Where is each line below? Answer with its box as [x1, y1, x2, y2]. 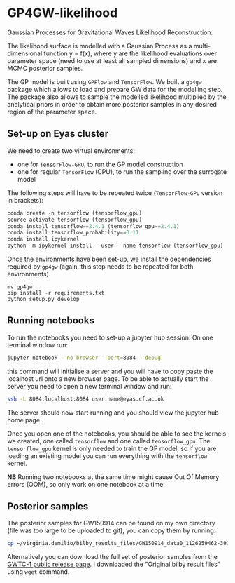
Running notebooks [7, 314, 94, 327]
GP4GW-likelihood [7, 5, 118, 21]
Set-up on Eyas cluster [7, 128, 109, 140]
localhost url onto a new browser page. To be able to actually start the [7, 374, 209, 383]
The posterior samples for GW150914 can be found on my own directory [7, 519, 215, 528]
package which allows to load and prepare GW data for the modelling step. [7, 85, 223, 93]
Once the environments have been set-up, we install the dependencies [7, 255, 211, 263]
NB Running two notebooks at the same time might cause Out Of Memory [7, 472, 220, 481]
